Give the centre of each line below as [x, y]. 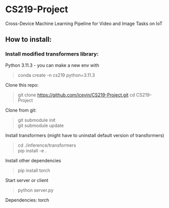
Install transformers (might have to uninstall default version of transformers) [85, 135]
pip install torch [34, 170]
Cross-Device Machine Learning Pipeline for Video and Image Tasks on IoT [84, 23]
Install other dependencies [33, 160]
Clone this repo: [22, 85]
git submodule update [41, 125]
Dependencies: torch [27, 200]
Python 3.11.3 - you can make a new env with [52, 65]
